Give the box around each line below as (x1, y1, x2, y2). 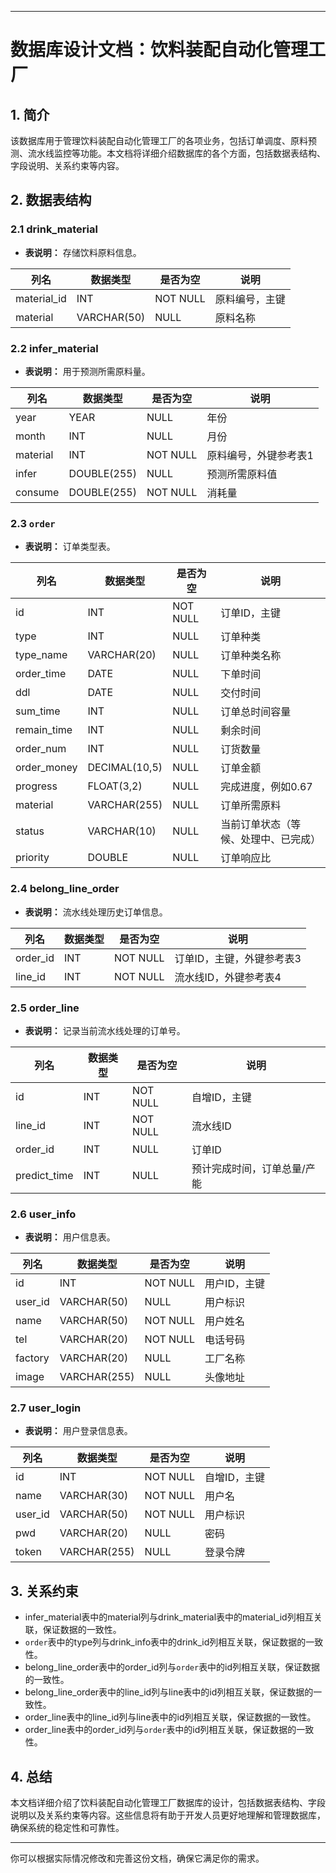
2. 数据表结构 (10, 192, 92, 209)
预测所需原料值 (206, 467, 278, 481)
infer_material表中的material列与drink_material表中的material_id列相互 (24, 1611, 314, 1623)
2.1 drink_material (10, 222, 98, 236)
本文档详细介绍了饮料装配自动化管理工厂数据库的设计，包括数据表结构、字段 (10, 1797, 326, 1809)
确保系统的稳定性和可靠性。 (10, 1822, 125, 1834)
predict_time (15, 1168, 74, 1182)
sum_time (15, 704, 61, 718)
